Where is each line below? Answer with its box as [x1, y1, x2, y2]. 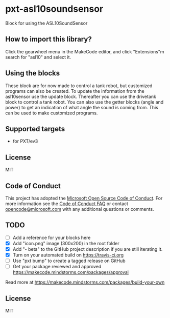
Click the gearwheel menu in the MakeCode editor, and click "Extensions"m [5, 48, 164, 54]
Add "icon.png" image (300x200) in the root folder [12, 240, 119, 246]
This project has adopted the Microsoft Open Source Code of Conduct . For [5, 195, 163, 201]
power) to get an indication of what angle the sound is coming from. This [5, 104, 158, 110]
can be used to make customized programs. [5, 110, 98, 116]
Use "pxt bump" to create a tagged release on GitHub [12, 257, 126, 264]
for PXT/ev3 [12, 138, 38, 144]
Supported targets [5, 124, 65, 133]
